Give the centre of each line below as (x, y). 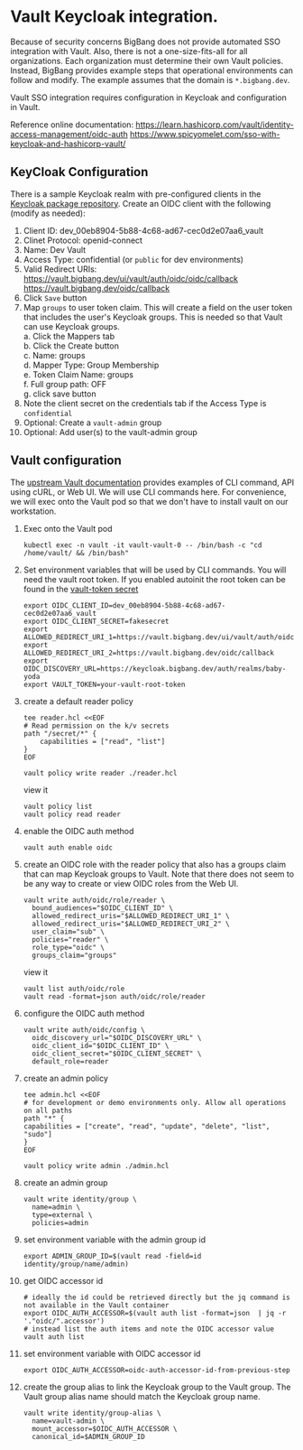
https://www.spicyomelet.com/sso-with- (205, 134)
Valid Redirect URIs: (60, 269)
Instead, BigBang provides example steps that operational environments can (152, 70)
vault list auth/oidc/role (74, 989)
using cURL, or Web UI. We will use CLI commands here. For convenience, (148, 492)
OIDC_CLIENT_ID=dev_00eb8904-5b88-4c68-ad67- (139, 605)
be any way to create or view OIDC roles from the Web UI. (131, 883)
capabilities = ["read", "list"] (103, 741)
